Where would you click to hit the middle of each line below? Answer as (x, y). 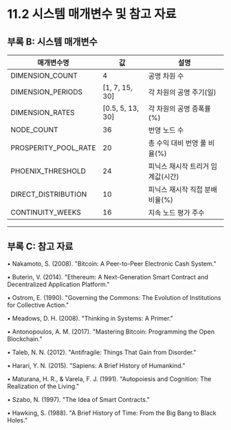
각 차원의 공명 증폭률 (179, 109)
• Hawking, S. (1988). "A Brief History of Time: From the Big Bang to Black (112, 413)
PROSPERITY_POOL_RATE (53, 148)
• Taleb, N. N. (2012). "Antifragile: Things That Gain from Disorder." (102, 352)
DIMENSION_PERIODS (47, 92)
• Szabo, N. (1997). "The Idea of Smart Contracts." (78, 399)
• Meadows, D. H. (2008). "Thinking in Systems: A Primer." (90, 318)
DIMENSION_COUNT (44, 75)
